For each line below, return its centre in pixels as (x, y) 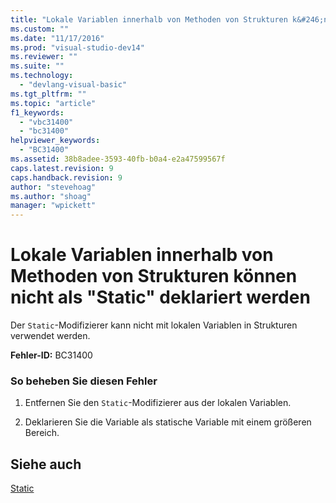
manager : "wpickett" (53, 206)
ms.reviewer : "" (44, 57)
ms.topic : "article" (53, 103)
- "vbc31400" (46, 122)
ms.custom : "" (40, 29)
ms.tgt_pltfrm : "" (48, 94)
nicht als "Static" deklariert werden (160, 297)
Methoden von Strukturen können (154, 276)
